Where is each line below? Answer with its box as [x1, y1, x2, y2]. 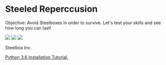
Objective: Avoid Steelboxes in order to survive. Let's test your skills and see [5, 20, 161, 26]
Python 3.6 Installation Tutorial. [5, 54, 68, 60]
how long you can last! [5, 25, 52, 31]
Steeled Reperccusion [5, 3, 98, 15]
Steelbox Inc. [5, 44, 32, 50]
